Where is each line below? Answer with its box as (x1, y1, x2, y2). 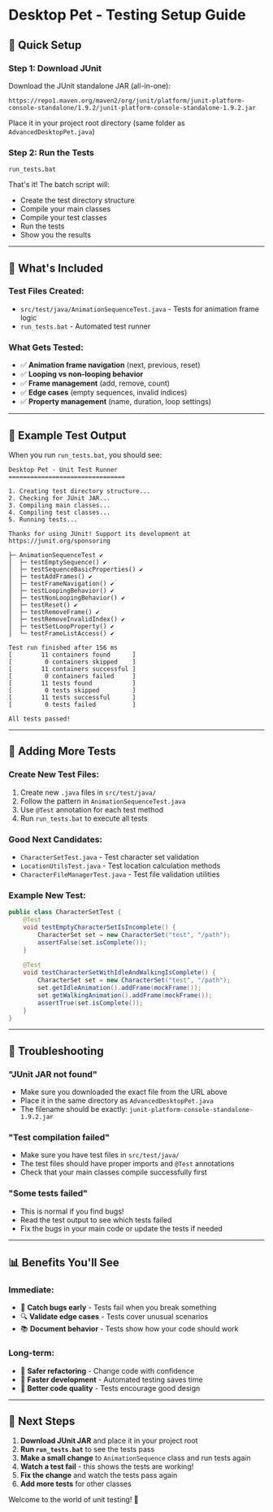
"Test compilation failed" (8, 1131, 110, 1143)
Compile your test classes (19, 213, 107, 223)
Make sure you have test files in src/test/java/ (19, 1150, 180, 1160)
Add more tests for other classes (19, 1479, 132, 1489)
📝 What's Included (8, 261, 104, 275)
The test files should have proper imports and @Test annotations (19, 1159, 235, 1169)
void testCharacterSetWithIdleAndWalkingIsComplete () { (23, 969, 217, 977)
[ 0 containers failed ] (8, 672, 136, 680)
